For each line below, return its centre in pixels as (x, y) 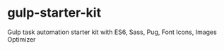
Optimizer (22, 39)
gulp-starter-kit (54, 13)
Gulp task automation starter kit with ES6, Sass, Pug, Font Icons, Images (112, 32)
